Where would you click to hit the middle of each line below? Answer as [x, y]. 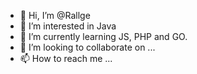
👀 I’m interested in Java [68, 26]
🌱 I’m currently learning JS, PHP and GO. [103, 36]
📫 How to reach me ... [66, 58]
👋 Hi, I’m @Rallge [55, 15]
